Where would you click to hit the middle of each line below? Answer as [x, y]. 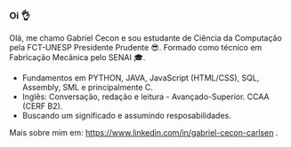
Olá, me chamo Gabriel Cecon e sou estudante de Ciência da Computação [145, 38]
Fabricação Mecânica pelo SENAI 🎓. [77, 58]
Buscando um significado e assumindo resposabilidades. [126, 116]
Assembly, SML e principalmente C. [87, 88]
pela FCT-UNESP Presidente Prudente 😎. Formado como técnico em [136, 48]
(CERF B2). [42, 106]
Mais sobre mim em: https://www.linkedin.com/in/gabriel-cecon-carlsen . [144, 133]
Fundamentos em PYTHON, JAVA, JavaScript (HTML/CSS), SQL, [141, 78]
